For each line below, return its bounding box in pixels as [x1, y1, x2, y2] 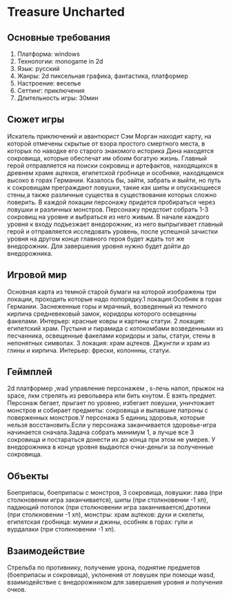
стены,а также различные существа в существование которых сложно [7, 190, 217, 199]
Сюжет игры [7, 114, 65, 125]
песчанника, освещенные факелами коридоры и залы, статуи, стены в [7, 332, 216, 340]
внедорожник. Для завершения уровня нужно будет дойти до [7, 242, 190, 250]
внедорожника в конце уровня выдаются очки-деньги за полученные [7, 443, 214, 451]
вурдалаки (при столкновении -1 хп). [7, 525, 116, 534]
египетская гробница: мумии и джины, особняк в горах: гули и [7, 518, 193, 526]
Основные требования [7, 32, 110, 43]
